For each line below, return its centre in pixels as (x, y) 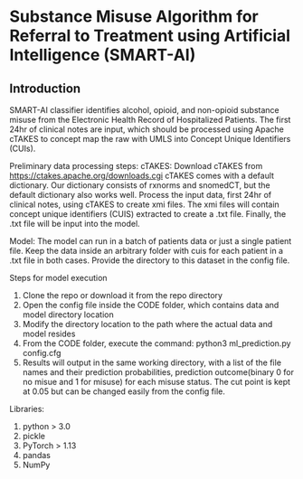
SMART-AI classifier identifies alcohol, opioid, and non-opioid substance (145, 110)
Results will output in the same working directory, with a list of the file (152, 362)
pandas (37, 455)
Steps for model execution (58, 278)
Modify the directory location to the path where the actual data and (147, 324)
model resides (49, 333)
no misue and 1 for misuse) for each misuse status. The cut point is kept (156, 382)
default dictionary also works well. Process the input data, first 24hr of (141, 195)
